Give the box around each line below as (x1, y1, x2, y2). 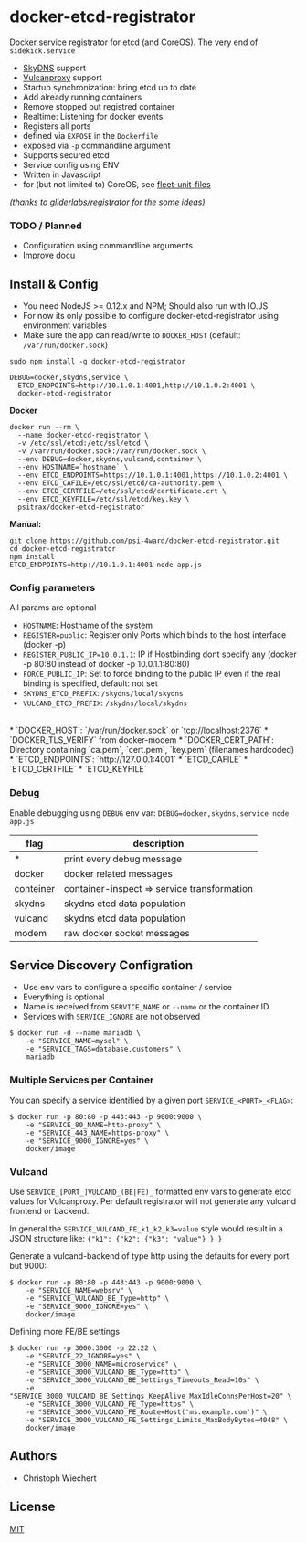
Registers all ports (22, 121, 91, 132)
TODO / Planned (9, 219, 82, 232)
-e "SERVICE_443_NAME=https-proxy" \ (26, 1128, 170, 1137)
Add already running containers (22, 91, 142, 102)
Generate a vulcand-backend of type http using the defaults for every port (9, 1251, 290, 1262)
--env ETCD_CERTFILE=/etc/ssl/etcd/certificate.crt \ (17, 487, 227, 496)
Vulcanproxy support (22, 71, 102, 83)
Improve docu (22, 249, 76, 261)
